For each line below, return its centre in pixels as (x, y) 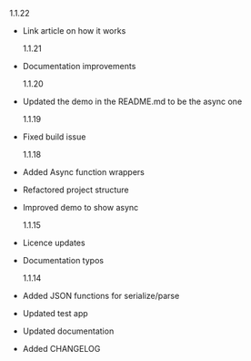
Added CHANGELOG (61, 349)
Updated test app (55, 313)
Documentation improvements (79, 66)
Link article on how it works (74, 31)
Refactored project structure (75, 190)
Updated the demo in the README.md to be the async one (132, 101)
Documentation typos (63, 260)
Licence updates (54, 242)
